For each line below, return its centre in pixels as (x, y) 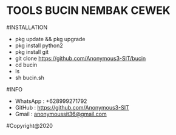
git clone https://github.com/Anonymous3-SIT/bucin (80, 58)
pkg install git (32, 51)
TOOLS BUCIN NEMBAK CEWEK (88, 11)
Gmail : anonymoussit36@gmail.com (61, 114)
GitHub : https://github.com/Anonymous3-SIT (72, 107)
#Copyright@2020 (30, 125)
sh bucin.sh (29, 77)
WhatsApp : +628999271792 (51, 101)
